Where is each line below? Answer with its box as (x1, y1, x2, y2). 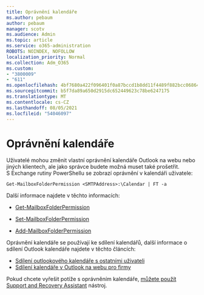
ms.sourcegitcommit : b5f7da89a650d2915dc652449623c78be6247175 (6, 88, 170, 94)
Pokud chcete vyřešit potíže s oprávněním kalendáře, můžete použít (6, 276, 177, 283)
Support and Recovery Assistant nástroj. (6, 282, 107, 289)
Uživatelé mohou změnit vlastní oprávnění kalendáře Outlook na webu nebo (6, 157, 195, 164)
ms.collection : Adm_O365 (6, 59, 69, 66)
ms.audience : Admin (6, 32, 56, 38)
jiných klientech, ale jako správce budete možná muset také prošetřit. (6, 163, 180, 171)
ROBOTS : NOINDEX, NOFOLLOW (6, 49, 75, 55)
